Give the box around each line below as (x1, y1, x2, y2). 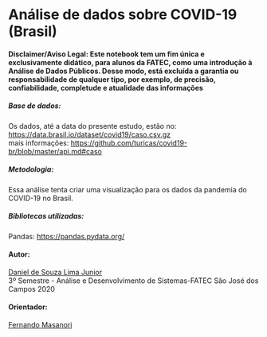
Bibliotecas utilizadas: (8, 211, 84, 221)
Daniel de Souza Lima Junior (8, 267, 102, 277)
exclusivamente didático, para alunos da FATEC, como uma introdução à (8, 57, 253, 67)
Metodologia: (8, 165, 54, 174)
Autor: (8, 250, 30, 259)
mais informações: (8, 138, 69, 148)
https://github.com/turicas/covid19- (70, 138, 187, 148)
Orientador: (8, 302, 48, 312)
